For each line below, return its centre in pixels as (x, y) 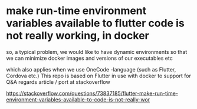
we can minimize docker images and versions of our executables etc (89, 58)
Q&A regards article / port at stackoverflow (58, 82)
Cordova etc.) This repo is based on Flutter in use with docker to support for (99, 76)
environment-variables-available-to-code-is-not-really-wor (78, 99)
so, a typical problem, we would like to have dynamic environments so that (97, 52)
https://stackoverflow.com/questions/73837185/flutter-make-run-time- (92, 93)
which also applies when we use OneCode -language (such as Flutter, (91, 69)
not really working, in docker (78, 36)
